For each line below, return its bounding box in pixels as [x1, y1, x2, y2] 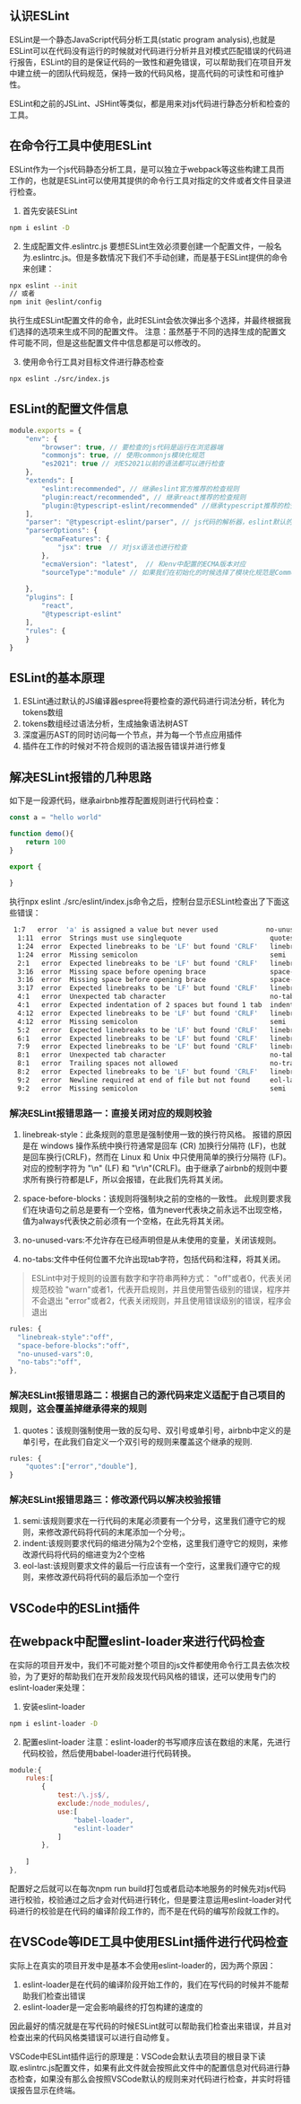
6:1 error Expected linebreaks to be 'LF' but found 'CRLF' [17, 1034, 258, 1043]
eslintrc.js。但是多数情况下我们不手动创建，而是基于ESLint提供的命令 [32, 252, 288, 262]
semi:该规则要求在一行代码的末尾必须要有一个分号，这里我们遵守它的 [21, 1516, 279, 1526]
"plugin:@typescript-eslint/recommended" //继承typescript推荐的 [41, 501, 284, 510]
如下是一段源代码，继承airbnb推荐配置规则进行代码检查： [9, 795, 222, 806]
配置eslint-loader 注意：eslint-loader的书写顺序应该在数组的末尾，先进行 [21, 1737, 291, 1747]
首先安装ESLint [21, 205, 78, 216]
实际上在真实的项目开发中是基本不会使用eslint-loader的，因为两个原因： [9, 1959, 276, 1970]
